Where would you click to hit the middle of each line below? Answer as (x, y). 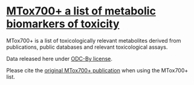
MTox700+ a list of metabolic (81, 11)
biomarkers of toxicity (63, 24)
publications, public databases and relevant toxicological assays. (87, 47)
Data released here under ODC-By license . (60, 58)
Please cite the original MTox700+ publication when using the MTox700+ (97, 70)
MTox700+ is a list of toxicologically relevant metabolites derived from (94, 40)
